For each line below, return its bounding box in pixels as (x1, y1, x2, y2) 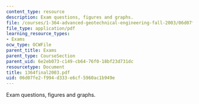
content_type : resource (6, 8, 65, 15)
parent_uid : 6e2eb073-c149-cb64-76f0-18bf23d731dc (6, 58, 134, 64)
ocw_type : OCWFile (6, 42, 52, 48)
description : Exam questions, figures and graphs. (6, 14, 134, 20)
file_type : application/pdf (6, 25, 76, 31)
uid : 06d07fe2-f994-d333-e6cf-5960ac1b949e (6, 75, 115, 81)
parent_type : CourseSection (6, 53, 76, 59)
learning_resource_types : (6, 31, 70, 37)
